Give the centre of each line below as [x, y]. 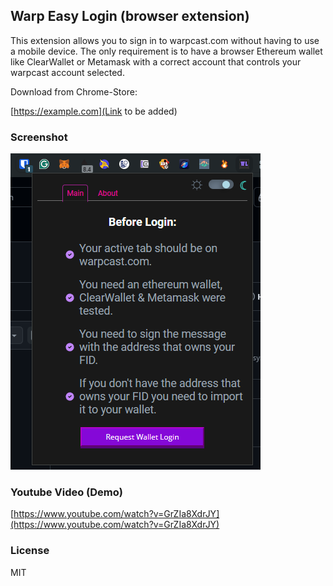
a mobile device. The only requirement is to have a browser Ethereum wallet [166, 51]
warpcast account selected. [67, 72]
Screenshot [39, 137]
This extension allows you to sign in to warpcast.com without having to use [165, 40]
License [30, 551]
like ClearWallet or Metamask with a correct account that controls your [156, 61]
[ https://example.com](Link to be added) [94, 111]
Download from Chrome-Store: [74, 91]
